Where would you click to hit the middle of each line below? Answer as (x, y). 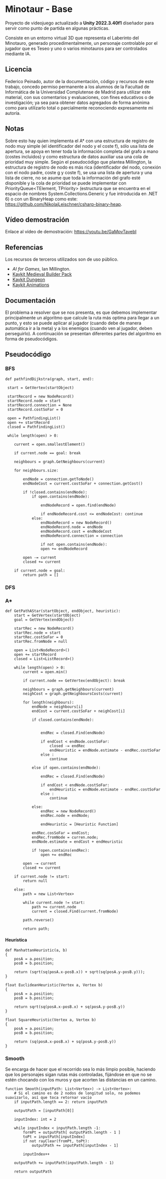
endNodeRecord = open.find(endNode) (78, 505)
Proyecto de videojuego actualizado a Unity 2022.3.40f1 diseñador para (80, 23)
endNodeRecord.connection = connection (82, 536)
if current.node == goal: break (47, 453)
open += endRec (56, 855)
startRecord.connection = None (39, 405)
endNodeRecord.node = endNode (72, 527)
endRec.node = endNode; (65, 815)
